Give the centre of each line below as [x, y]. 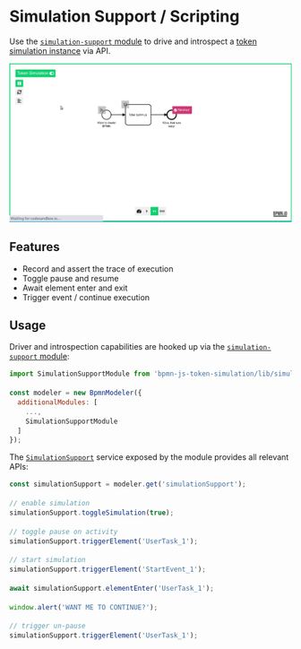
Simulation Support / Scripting [125, 17]
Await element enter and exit [75, 288]
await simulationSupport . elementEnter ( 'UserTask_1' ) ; [112, 588]
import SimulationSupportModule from [80, 374]
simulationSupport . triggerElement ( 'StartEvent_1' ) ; [107, 570]
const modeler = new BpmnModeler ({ [76, 393]
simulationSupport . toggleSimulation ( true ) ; [92, 513]
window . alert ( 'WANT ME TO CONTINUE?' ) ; [84, 607]
